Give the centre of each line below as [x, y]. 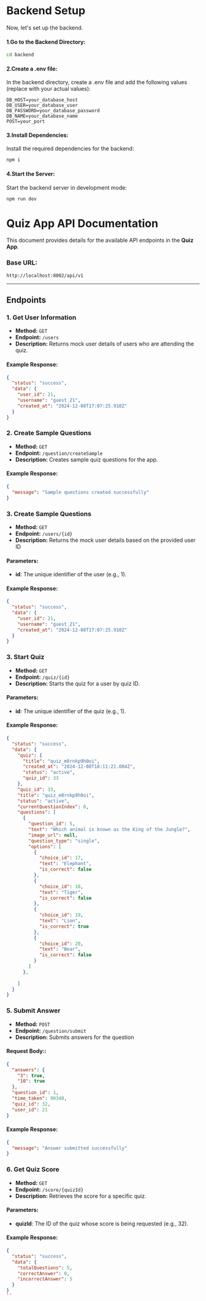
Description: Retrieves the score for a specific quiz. [81, 1196]
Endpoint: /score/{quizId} [49, 1189]
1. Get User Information [41, 317]
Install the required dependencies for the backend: [70, 149]
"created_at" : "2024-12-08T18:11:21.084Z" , [79, 767]
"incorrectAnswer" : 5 [45, 1279]
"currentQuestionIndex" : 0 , [53, 807]
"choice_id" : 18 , [61, 886]
